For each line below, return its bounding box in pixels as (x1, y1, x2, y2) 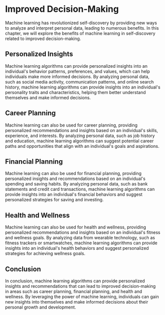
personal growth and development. (5, 304, 76, 310)
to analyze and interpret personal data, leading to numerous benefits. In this (5, 25, 159, 31)
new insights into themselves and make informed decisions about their (5, 299, 149, 305)
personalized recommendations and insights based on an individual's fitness (5, 229, 161, 235)
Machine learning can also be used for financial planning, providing (5, 171, 142, 177)
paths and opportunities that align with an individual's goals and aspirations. (5, 143, 160, 149)
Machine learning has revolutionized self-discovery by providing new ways (5, 20, 157, 26)
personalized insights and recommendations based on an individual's (5, 176, 146, 181)
